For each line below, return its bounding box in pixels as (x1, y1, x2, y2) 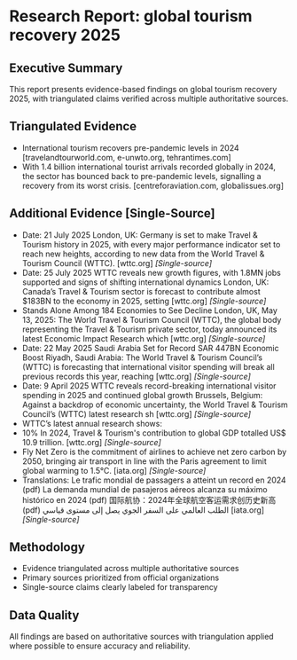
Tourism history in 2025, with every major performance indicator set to (21, 239, 281, 249)
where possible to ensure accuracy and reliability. (9, 640, 191, 651)
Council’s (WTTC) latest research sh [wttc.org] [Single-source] (21, 408, 251, 419)
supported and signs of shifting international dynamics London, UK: (21, 277, 270, 287)
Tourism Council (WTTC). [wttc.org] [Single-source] (21, 257, 213, 268)
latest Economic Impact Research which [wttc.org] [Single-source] (21, 333, 266, 343)
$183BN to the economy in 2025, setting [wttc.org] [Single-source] (21, 295, 267, 306)
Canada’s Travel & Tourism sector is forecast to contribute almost (21, 286, 261, 296)
